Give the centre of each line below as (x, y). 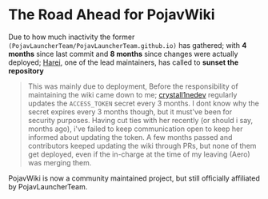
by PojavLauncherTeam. (48, 186)
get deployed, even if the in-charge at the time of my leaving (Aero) (139, 154)
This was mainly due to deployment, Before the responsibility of (133, 86)
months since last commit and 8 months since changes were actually (123, 54)
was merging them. (60, 162)
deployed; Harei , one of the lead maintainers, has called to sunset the (124, 62)
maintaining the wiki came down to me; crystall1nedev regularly (132, 94)
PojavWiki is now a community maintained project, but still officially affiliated (134, 178)
